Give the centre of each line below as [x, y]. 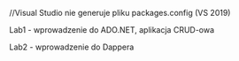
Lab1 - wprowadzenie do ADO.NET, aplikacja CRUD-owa [112, 30]
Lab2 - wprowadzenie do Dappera [72, 47]
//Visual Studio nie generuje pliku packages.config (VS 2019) [120, 13]
